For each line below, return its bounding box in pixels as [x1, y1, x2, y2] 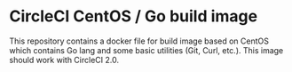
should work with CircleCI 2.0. [9, 54, 120, 65]
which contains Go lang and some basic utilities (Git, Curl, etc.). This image [9, 44, 284, 55]
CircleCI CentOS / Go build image [9, 6, 258, 27]
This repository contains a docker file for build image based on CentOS [9, 36, 269, 46]
